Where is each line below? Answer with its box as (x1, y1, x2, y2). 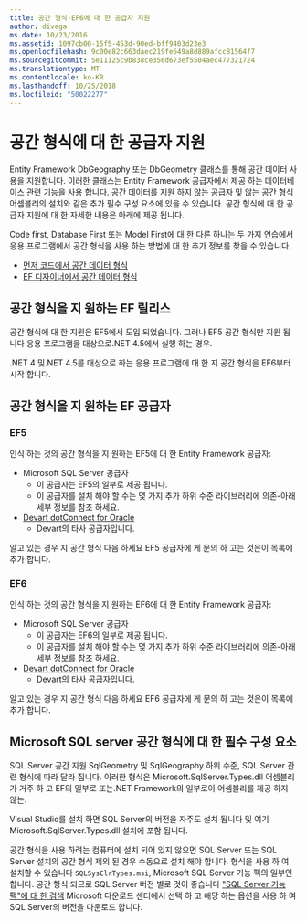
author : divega (9, 22, 68, 31)
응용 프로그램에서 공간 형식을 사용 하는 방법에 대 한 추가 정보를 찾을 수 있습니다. (9, 240, 292, 251)
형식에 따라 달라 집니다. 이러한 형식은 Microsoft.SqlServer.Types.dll (18, 771, 263, 782)
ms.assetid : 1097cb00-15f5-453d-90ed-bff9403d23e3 (9, 38, 206, 48)
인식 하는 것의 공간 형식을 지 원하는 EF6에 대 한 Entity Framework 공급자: (9, 599, 272, 610)
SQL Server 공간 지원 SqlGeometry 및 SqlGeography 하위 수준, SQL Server (9, 760, 286, 771)
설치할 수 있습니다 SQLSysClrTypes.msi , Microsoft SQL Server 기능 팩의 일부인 (9, 867, 293, 878)
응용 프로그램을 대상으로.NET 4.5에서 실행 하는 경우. (26, 338, 213, 349)
